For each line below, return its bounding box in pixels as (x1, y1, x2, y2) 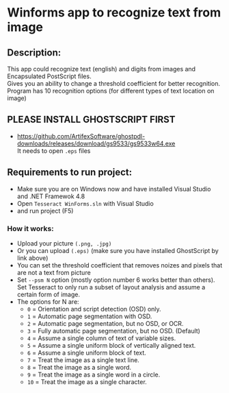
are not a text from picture (16, 268, 91, 276)
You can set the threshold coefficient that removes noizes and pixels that (16, 261, 223, 269)
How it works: (7, 224, 54, 233)
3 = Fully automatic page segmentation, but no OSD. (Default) (27, 326, 200, 335)
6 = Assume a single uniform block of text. (27, 348, 147, 357)
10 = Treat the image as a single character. (27, 377, 147, 385)
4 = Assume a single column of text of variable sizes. (27, 334, 176, 342)
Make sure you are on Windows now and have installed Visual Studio (16, 184, 211, 193)
